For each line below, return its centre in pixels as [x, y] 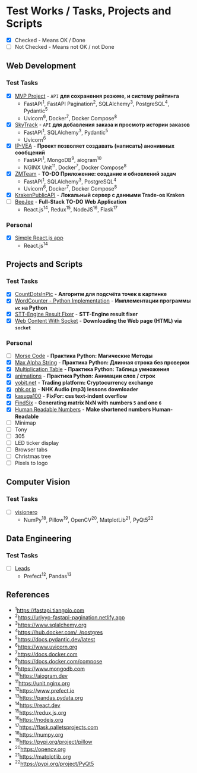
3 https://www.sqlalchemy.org [51, 624]
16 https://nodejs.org [39, 719]
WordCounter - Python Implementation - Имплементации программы [103, 301]
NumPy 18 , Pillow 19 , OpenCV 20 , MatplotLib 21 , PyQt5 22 [88, 519]
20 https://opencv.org [40, 749]
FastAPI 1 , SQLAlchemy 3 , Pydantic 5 [66, 132]
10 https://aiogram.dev [41, 675]
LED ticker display [37, 442]
